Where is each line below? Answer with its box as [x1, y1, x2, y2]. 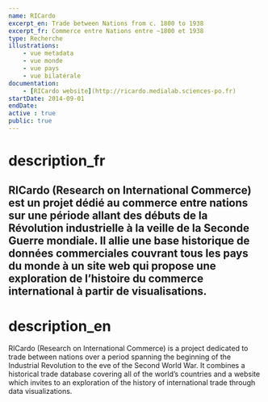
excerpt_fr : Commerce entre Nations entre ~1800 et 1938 [8, 27, 204, 35]
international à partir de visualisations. [8, 284, 207, 299]
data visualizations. [8, 387, 73, 396]
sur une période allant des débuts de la [8, 209, 208, 223]
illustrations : [8, 42, 60, 50]
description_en [8, 316, 111, 335]
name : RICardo [8, 11, 57, 20]
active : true [8, 110, 57, 118]
